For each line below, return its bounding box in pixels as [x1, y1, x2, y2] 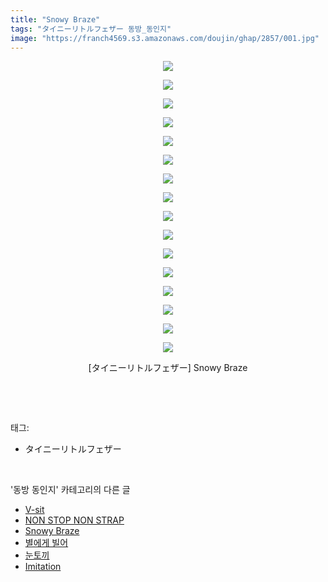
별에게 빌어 [24, 537, 69, 549]
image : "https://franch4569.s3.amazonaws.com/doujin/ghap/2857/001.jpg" [10, 33, 320, 43]
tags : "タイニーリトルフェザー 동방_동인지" [10, 24, 172, 34]
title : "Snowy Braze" [10, 14, 101, 25]
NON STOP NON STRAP [24, 514, 125, 526]
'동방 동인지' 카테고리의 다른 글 [10, 484, 131, 496]
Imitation [24, 561, 62, 573]
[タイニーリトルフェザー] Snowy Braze [88, 362, 248, 374]
